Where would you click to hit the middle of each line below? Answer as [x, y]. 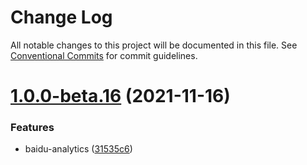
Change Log [61, 17]
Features [32, 128]
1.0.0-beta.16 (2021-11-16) [120, 96]
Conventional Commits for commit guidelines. [104, 55]
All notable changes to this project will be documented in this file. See [154, 45]
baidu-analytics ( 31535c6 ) [78, 149]
